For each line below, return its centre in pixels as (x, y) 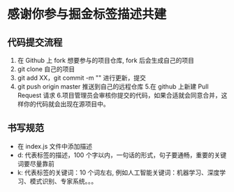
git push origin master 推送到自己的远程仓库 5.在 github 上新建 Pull (113, 87)
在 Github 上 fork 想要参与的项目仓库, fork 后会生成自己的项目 (105, 60)
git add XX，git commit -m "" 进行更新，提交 (82, 78)
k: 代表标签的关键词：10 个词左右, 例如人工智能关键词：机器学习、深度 (118, 172)
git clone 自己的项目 (46, 69)
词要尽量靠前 (36, 163)
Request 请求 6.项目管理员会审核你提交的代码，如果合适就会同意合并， (119, 95)
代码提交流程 (35, 42)
